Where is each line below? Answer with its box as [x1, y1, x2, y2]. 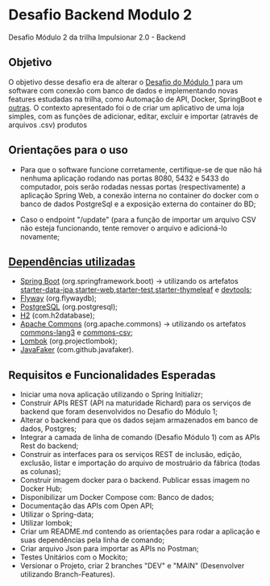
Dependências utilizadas [8, 255, 135, 268]
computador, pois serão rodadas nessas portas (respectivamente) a [19, 181, 246, 191]
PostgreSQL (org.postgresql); [19, 302, 118, 312]
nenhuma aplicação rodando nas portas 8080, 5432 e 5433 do [19, 173, 230, 183]
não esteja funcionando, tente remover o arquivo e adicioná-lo [19, 223, 227, 233]
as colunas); [19, 467, 61, 476]
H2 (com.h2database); [19, 310, 95, 320]
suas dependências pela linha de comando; [19, 535, 165, 545]
